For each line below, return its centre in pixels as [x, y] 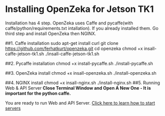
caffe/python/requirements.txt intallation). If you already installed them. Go [82, 28]
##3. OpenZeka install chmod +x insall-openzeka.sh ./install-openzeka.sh [81, 73]
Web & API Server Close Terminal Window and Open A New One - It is [78, 88]
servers [13, 108]
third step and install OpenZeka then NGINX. [51, 33]
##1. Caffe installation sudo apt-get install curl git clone [62, 43]
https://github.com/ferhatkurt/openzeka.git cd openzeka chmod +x [74, 48]
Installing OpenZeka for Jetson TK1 [80, 9]
